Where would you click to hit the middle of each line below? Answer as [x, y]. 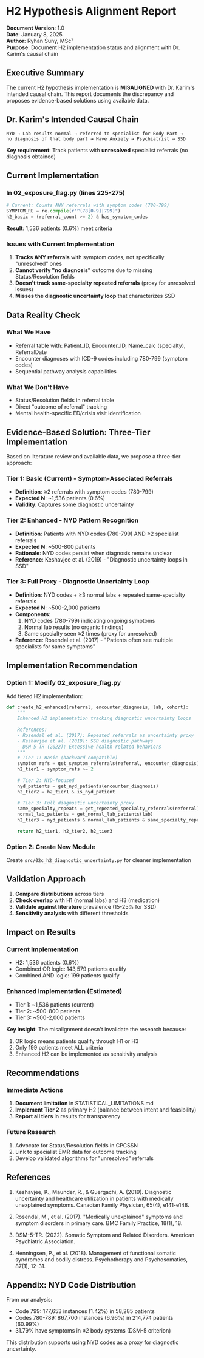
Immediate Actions [35, 1090]
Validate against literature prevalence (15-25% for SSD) [86, 906]
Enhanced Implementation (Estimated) [64, 991]
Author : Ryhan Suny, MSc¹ [40, 41]
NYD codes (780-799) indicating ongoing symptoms [90, 620]
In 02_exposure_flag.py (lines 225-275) [66, 192]
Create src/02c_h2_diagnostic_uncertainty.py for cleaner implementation [99, 860]
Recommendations [43, 1073]
